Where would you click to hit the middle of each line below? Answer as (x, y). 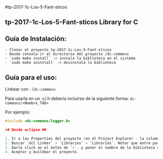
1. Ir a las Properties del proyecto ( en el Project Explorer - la (75, 138)
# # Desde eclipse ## (26, 130)
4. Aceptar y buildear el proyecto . (42, 152)
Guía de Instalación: (36, 39)
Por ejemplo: (18, 112)
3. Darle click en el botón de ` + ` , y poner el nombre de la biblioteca (80, 147)
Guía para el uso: (31, 77)
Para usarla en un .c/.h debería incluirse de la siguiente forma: (67, 98)
